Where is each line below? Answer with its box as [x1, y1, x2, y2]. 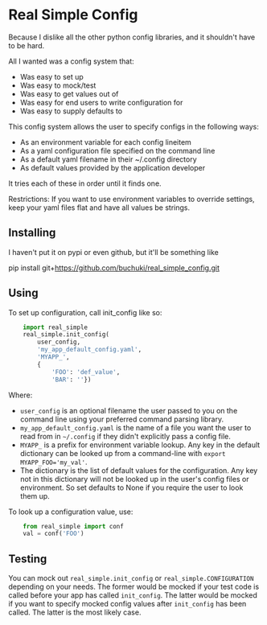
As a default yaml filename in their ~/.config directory [19, 154, 197, 164]
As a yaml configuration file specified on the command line [19, 146, 216, 155]
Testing [8, 552, 47, 565]
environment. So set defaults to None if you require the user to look [19, 483, 244, 492]
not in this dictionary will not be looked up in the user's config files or [19, 474, 249, 483]
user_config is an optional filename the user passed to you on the [19, 405, 238, 415]
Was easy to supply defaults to [19, 106, 123, 116]
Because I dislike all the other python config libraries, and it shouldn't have [8, 32, 256, 42]
